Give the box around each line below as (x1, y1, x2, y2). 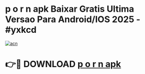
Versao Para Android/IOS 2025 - (5, 14, 141, 25)
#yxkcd (5, 25, 37, 35)
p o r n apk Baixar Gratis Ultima (5, 3, 135, 15)
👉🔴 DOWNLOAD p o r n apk (5, 59, 121, 70)
